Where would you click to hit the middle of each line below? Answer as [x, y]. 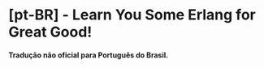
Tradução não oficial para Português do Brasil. [89, 55]
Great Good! [50, 32]
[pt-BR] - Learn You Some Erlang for [132, 15]
